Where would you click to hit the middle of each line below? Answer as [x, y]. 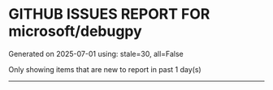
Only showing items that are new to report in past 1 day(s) [105, 69]
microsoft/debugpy [75, 31]
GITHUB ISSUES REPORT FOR [109, 14]
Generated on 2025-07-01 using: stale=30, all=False [96, 54]
